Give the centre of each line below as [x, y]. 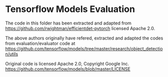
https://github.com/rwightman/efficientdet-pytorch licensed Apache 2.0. [80, 28]
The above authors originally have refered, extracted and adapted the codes [84, 38]
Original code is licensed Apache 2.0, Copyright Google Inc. [67, 63]
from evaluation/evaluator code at [40, 43]
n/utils [12, 54]
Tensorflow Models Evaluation [70, 9]
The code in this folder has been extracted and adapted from [68, 23]
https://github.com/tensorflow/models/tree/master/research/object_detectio [84, 48]
